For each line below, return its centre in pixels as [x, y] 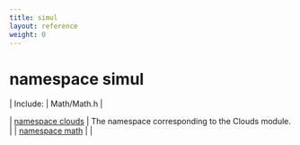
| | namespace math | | [51, 131]
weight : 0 [28, 34]
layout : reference [44, 26]
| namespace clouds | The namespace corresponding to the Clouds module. [150, 122]
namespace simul [77, 79]
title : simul [34, 18]
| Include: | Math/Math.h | [56, 104]
